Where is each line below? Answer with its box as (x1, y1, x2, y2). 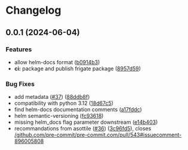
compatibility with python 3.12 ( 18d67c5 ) (14, 99, 114, 107)
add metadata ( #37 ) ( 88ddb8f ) (14, 93, 90, 101)
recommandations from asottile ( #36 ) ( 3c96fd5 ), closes (14, 125, 152, 132)
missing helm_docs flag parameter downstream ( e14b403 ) (14, 118, 158, 126)
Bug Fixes (5, 80, 35, 88)
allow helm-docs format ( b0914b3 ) (14, 58, 100, 65)
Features (5, 45, 32, 54)
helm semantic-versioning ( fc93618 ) (14, 112, 104, 120)
